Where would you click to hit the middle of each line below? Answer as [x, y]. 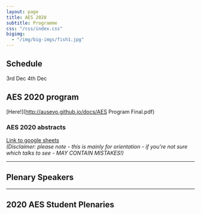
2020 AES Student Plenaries [60, 205]
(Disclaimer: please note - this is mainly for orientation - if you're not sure [97, 146]
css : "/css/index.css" [34, 28]
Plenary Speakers [40, 177]
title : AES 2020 [26, 17]
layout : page [22, 12]
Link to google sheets [33, 140]
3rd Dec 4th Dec [27, 78]
